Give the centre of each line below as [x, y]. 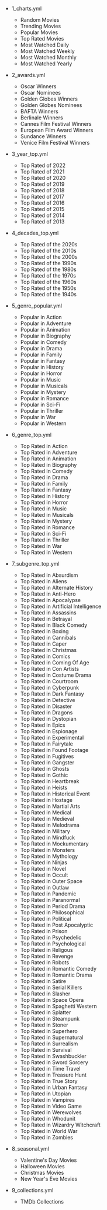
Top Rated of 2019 [42, 184]
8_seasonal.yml [30, 1149]
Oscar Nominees [41, 93]
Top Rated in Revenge [47, 956]
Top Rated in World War [49, 1131]
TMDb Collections [42, 1201]
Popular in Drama [41, 348]
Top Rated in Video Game [51, 1106]
